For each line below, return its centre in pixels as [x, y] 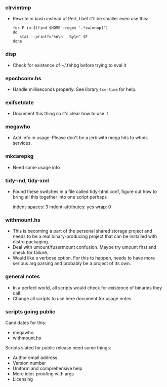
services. [22, 143]
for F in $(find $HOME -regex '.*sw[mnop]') [60, 28]
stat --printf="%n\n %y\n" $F [54, 37]
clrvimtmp [18, 8]
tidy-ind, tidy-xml [27, 180]
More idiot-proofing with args [43, 374]
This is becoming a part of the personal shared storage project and [82, 231]
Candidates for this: [26, 322]
